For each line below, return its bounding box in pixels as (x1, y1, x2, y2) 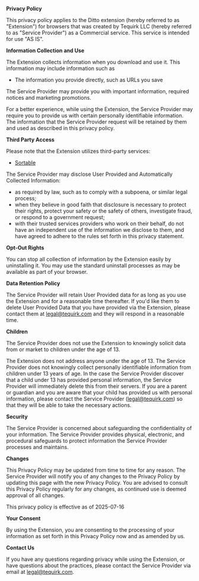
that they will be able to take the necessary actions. (6, 402, 132, 409)
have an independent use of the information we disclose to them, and (14, 226, 185, 233)
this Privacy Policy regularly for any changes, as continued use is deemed (6, 485, 187, 492)
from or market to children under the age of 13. (6, 346, 120, 353)
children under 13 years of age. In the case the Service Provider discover (6, 370, 184, 377)
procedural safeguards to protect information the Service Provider (6, 437, 168, 444)
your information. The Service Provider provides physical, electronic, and (6, 431, 185, 438)
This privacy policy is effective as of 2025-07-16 (6, 503, 124, 510)
